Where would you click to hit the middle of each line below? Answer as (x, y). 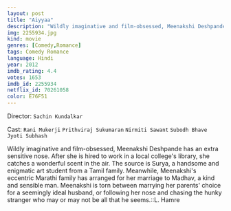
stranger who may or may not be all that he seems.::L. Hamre (93, 200)
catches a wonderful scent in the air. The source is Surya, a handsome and (113, 163)
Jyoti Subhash (27, 136)
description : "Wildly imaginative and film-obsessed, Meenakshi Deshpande (117, 26)
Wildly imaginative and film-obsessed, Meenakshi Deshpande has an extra (113, 149)
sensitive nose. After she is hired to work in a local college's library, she (108, 156)
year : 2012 (23, 65)
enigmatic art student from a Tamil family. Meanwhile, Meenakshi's (102, 170)
